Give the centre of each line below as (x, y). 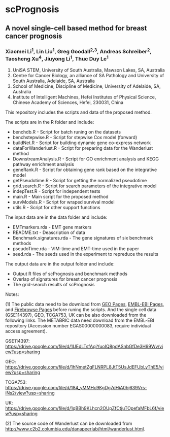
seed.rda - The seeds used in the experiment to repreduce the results (86, 254)
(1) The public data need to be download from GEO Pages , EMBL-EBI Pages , (85, 304)
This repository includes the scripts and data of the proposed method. (79, 112)
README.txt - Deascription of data (49, 232)
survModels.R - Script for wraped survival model (64, 202)
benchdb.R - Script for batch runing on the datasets (66, 132)
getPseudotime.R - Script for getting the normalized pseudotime (80, 180)
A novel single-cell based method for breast (76, 28)
